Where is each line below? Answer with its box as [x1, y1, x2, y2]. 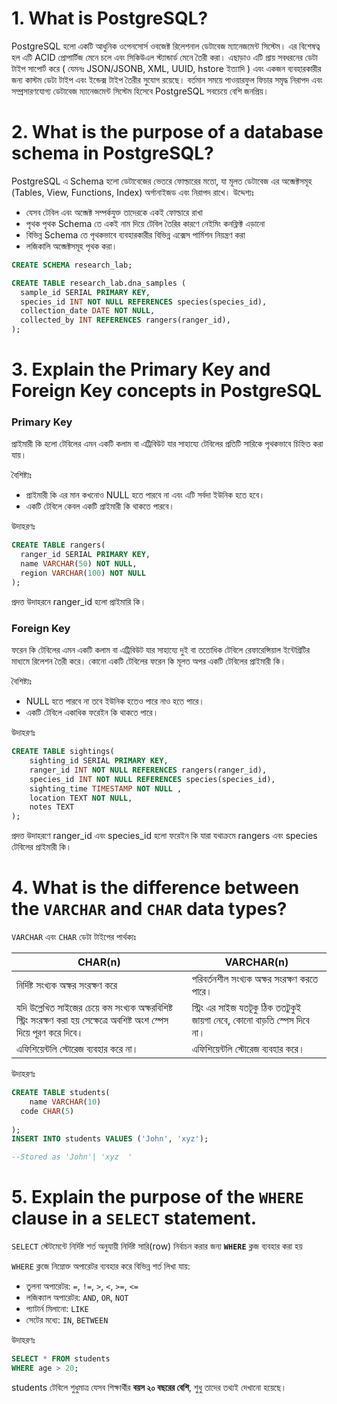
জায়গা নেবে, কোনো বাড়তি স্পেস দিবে [191, 1013, 310, 1027]
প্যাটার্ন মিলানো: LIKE [25, 1303, 89, 1315]
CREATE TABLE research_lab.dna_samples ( [11, 278, 187, 288]
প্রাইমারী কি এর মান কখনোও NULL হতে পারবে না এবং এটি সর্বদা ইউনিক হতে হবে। [25, 489, 266, 501]
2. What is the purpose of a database [11, 121, 324, 144]
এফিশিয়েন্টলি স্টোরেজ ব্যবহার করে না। [16, 1042, 139, 1056]
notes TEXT [29, 802, 75, 812]
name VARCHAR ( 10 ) [29, 1097, 102, 1107]
